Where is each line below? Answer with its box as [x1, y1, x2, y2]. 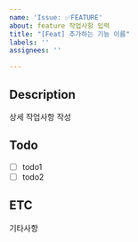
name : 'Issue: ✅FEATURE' [9, 12, 103, 22]
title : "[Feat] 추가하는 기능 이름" [9, 29, 131, 38]
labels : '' [9, 37, 50, 47]
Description [9, 86, 76, 102]
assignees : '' [9, 46, 62, 55]
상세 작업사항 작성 [9, 111, 71, 122]
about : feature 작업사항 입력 [9, 21, 110, 30]
